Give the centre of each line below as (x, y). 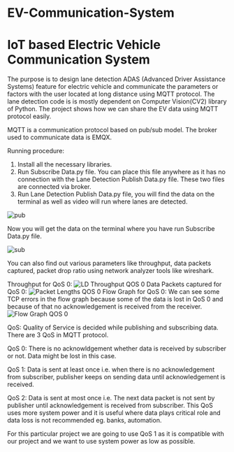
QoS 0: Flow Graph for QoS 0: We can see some (114, 292)
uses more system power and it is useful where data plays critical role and (114, 413)
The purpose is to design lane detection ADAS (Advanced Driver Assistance (116, 79)
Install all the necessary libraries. (65, 164)
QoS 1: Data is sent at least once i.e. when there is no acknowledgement (111, 369)
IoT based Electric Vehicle (84, 45)
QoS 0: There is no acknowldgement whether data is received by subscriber (117, 348)
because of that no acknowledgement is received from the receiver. (105, 306)
